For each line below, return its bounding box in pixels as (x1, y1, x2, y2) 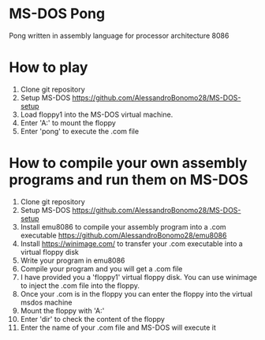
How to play (9, 58, 88, 77)
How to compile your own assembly (9, 155, 248, 172)
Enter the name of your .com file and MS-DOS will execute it (20, 323, 216, 332)
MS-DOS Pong (9, 5, 106, 23)
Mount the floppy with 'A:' (20, 305, 105, 316)
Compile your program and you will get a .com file (20, 263, 183, 273)
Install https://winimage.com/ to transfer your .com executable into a (20, 238, 243, 248)
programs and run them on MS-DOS (9, 171, 248, 189)
